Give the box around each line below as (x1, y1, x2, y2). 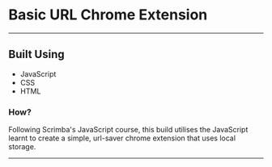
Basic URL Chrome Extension (8, 6, 208, 24)
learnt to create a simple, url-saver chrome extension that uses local (8, 133, 236, 143)
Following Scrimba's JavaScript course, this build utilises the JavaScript (8, 125, 249, 135)
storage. (8, 142, 36, 152)
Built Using (8, 48, 65, 61)
